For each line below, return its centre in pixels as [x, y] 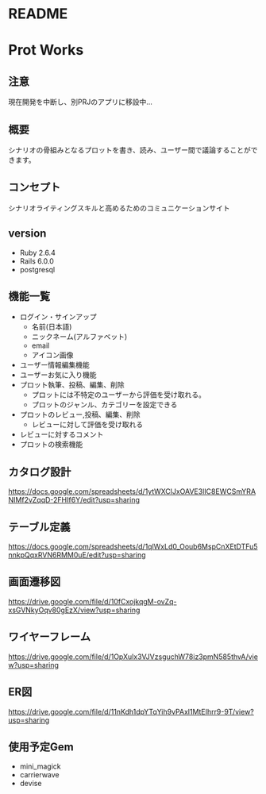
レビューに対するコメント [62, 434]
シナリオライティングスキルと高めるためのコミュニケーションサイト [119, 208]
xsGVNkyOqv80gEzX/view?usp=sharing [74, 610]
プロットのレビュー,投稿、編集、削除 [80, 414]
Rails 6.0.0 [37, 261]
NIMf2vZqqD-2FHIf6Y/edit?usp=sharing [74, 500]
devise [31, 784]
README [38, 14]
